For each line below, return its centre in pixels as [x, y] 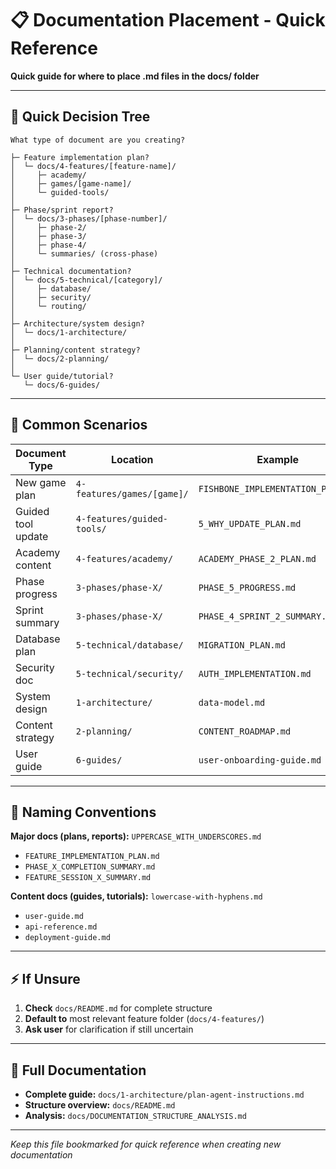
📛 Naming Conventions [83, 812]
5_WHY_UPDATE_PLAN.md [250, 523]
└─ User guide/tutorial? [62, 376]
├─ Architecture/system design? [77, 323]
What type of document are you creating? [98, 140]
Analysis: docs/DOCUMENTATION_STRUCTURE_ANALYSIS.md [135, 1115]
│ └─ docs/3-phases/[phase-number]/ [89, 218]
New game [41, 482]
